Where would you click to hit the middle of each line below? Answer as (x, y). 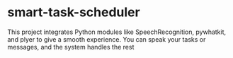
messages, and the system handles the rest (71, 47)
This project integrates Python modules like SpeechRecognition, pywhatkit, (117, 32)
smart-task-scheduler (74, 12)
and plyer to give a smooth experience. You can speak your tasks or (107, 39)
